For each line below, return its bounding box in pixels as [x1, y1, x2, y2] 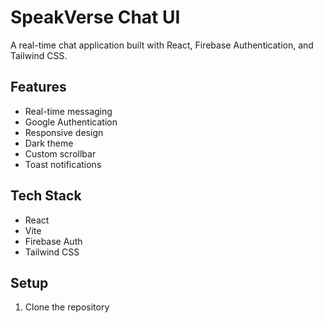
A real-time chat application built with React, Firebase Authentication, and [10, 39, 314, 51]
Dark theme [24, 137, 74, 149]
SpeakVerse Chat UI [10, 6, 181, 29]
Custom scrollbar [24, 147, 97, 160]
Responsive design [24, 126, 104, 138]
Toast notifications [24, 158, 102, 170]
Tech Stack [10, 187, 82, 205]
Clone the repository [24, 301, 110, 313]
